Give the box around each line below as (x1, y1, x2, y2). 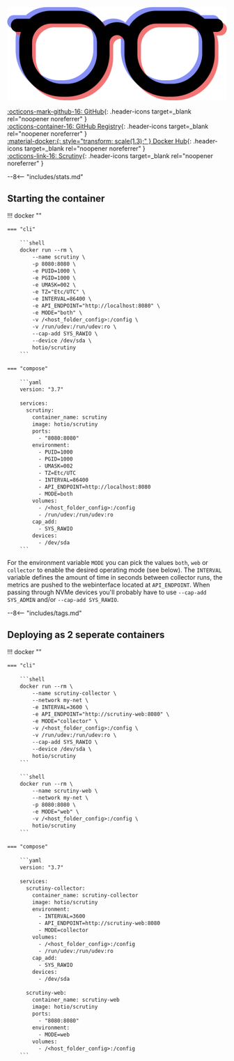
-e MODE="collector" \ (32, 718, 98, 725)
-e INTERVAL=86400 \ (32, 295, 92, 302)
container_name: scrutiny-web (32, 996, 120, 1003)
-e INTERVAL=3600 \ (32, 704, 89, 711)
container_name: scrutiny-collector (32, 892, 139, 899)
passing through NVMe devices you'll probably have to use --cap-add (7, 588, 207, 596)
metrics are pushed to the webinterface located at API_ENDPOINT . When (7, 580, 210, 589)
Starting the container (7, 193, 105, 205)
